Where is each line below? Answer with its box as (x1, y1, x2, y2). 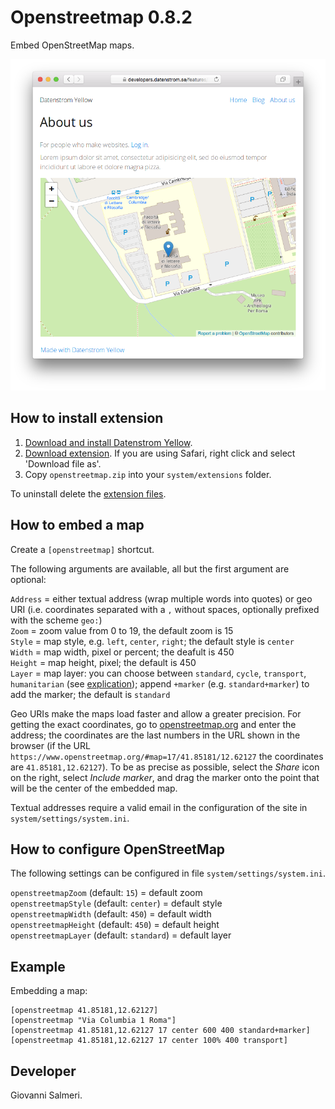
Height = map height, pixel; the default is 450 (10, 656, 197, 668)
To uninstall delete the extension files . (10, 487, 167, 500)
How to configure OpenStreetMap (10, 841, 226, 858)
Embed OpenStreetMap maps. (10, 39, 135, 51)
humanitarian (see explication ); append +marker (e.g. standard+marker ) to (10, 677, 310, 690)
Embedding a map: (10, 985, 88, 997)
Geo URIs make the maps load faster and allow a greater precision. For (10, 707, 302, 720)
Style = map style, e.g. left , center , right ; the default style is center (10, 635, 295, 647)
